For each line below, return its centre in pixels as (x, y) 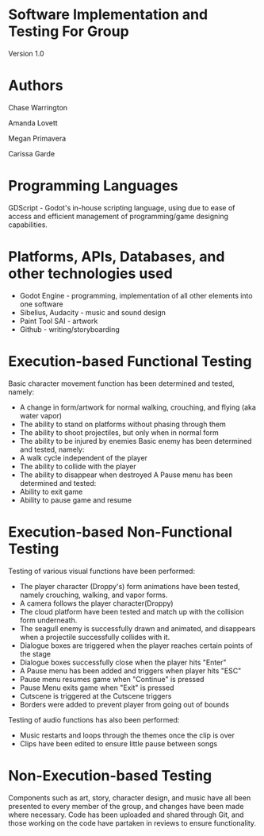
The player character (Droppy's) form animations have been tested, (130, 586)
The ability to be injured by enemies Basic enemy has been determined (136, 441)
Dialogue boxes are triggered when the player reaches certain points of (136, 645)
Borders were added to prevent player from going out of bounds (124, 704)
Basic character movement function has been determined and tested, (122, 383)
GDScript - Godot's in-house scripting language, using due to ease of (122, 207)
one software (41, 304)
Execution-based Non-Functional (120, 532)
